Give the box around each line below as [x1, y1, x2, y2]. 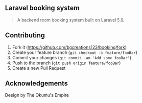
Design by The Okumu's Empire [5, 92, 69, 98]
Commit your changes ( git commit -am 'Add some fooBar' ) [12, 54, 132, 60]
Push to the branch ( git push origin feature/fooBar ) [12, 60, 121, 66]
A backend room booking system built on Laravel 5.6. [17, 17, 125, 23]
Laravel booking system [5, 4, 80, 12]
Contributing [5, 31, 45, 40]
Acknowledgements [5, 79, 68, 88]
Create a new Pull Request [12, 65, 66, 71]
